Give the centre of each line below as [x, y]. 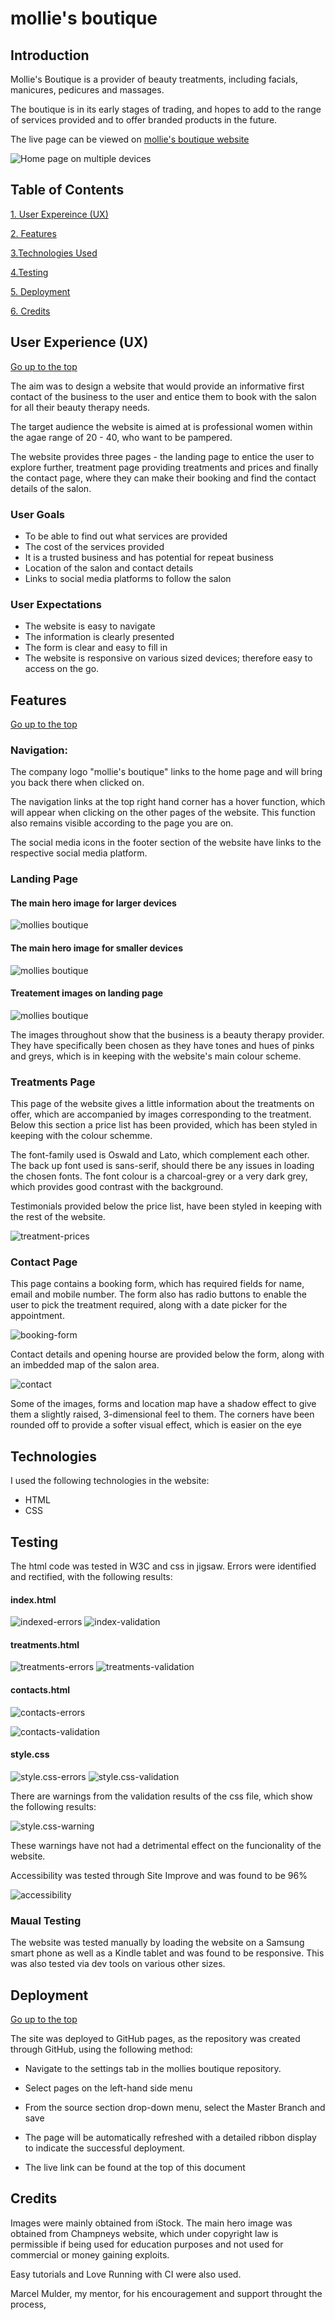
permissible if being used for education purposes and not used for [147, 2244]
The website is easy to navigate [90, 626]
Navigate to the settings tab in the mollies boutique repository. [153, 2068]
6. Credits [30, 311]
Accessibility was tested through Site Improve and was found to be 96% [159, 1875]
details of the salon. [51, 488]
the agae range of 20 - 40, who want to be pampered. [121, 437]
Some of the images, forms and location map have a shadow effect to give [163, 1404]
